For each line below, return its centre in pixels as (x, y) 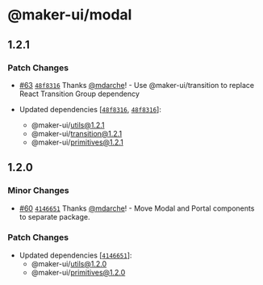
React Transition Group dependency (79, 94)
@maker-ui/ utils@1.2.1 (68, 125)
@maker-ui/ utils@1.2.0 (69, 263)
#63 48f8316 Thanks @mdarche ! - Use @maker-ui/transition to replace (137, 85)
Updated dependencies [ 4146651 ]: (75, 255)
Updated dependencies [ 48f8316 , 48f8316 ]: (90, 109)
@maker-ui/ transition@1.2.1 (77, 133)
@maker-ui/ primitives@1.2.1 (77, 142)
